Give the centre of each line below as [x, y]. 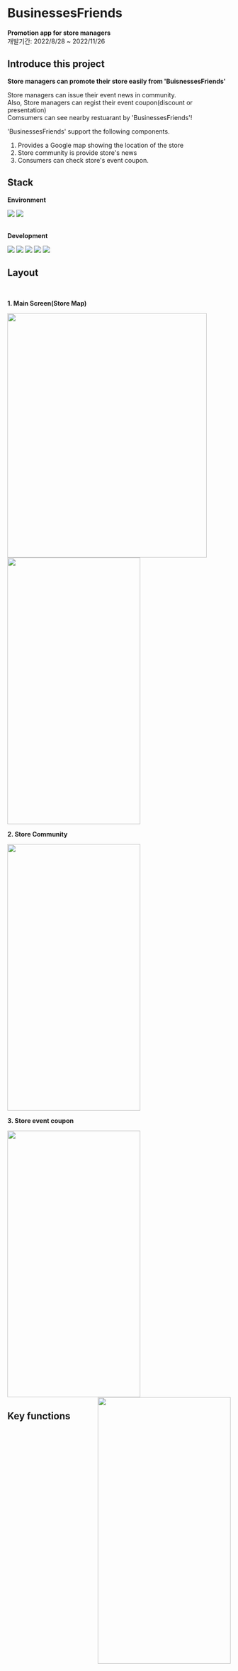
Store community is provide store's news [77, 152]
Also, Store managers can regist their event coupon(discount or [100, 102]
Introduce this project [56, 64]
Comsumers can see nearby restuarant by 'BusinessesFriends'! [100, 117]
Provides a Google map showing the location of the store [101, 145]
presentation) [27, 110]
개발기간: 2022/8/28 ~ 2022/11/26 [56, 41]
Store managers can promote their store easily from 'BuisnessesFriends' [117, 81]
